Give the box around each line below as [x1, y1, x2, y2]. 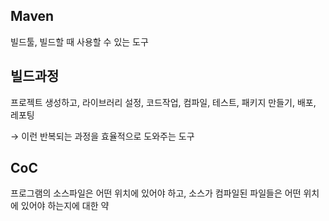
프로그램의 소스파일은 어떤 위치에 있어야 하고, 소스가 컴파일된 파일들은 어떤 [10, 187, 302, 199]
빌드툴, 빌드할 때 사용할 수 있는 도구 [10, 35, 149, 48]
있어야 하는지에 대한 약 [20, 200, 110, 212]
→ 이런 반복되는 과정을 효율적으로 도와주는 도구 [10, 130, 195, 142]
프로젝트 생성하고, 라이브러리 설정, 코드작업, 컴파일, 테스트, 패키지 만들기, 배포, [10, 96, 317, 108]
